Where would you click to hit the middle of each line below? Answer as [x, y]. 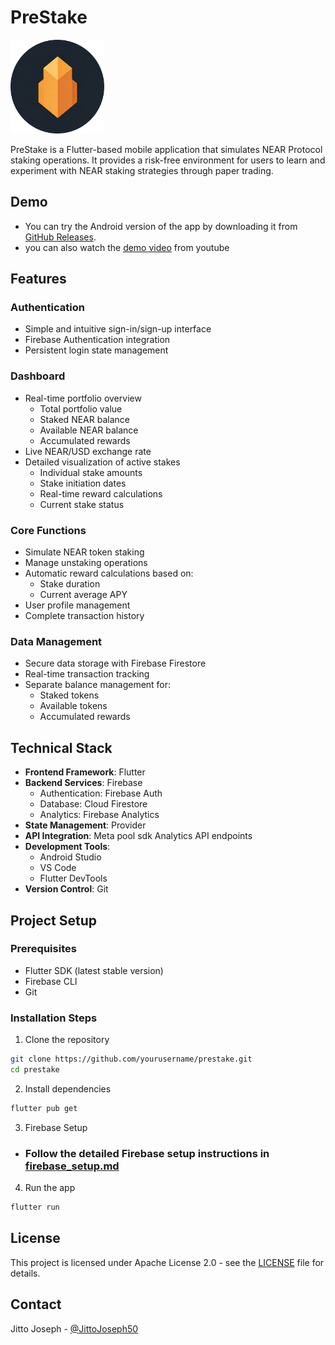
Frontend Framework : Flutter [85, 772]
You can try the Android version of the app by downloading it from [161, 226]
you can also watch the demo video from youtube [127, 247]
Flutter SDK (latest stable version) [94, 970]
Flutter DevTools [73, 878]
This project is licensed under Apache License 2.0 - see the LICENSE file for [167, 1262]
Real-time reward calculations [101, 493]
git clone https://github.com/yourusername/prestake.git [131, 1059]
